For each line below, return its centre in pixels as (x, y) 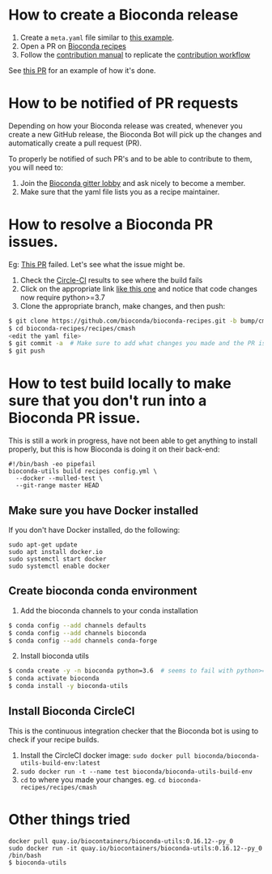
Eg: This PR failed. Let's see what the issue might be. (97, 264)
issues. (34, 242)
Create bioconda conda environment (103, 591)
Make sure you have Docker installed (103, 511)
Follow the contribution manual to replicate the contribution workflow (135, 54)
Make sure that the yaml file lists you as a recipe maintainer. (120, 192)
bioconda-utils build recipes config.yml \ (83, 472)
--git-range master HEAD (57, 486)
